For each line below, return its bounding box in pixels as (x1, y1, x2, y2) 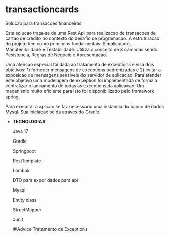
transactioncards (5, 4, 79, 15)
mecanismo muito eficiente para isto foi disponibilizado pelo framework (5, 88, 154, 94)
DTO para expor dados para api (12, 177, 78, 183)
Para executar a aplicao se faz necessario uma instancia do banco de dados (5, 103, 164, 109)
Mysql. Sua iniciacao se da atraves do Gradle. (5, 109, 101, 115)
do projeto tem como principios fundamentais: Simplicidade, (5, 40, 131, 46)
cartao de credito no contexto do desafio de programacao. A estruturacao (5, 35, 160, 41)
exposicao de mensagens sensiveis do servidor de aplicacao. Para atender (5, 72, 162, 78)
